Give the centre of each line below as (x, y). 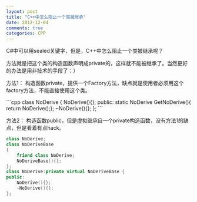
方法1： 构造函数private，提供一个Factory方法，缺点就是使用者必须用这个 (95, 83)
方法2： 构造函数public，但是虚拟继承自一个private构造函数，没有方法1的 (95, 120)
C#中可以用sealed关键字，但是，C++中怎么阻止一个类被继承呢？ (85, 51)
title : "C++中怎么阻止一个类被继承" (46, 17)
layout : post (22, 11)
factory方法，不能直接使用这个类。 (49, 90)
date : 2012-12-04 (27, 22)
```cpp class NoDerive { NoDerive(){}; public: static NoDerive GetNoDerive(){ (99, 102)
